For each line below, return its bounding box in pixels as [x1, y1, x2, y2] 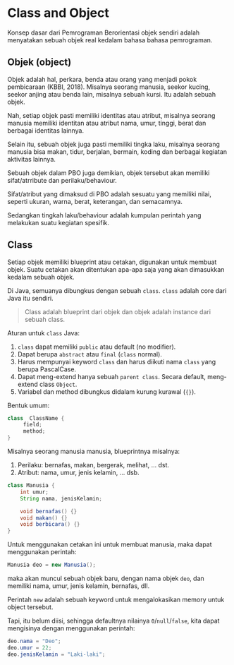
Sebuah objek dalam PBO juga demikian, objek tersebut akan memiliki [7, 168, 210, 177]
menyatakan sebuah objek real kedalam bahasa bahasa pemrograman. [7, 35, 213, 44]
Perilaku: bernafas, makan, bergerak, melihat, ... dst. [17, 461, 170, 469]
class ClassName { [7, 414, 65, 421]
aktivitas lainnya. [7, 155, 56, 163]
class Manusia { [7, 482, 55, 489]
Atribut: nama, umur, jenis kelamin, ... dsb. [17, 468, 140, 477]
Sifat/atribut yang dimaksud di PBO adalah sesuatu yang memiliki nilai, [7, 189, 211, 198]
